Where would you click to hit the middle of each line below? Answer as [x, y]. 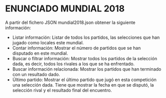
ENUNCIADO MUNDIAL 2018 [65, 9]
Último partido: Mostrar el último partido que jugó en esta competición [84, 80]
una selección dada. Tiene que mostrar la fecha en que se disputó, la [83, 85]
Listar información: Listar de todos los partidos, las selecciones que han [86, 37]
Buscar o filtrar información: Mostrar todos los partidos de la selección [85, 58]
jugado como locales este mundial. [48, 42]
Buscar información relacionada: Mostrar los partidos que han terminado [87, 69]
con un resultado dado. [36, 74]
